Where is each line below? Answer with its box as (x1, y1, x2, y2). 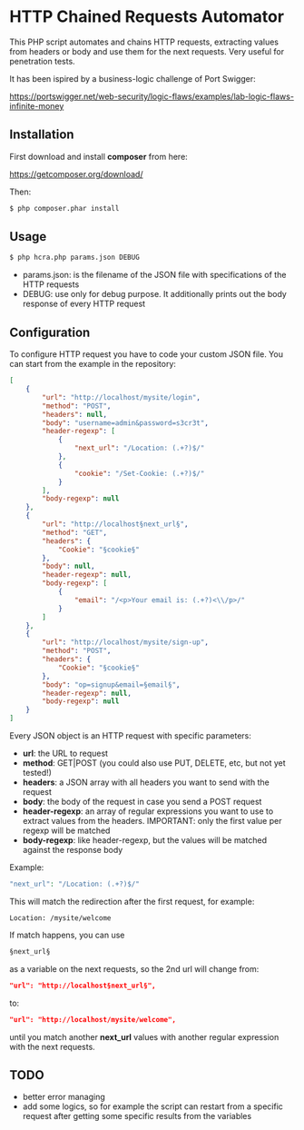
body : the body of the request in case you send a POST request (22, 797, 262, 807)
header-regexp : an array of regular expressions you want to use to (22, 806, 274, 817)
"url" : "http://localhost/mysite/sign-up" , (42, 638, 209, 647)
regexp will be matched (22, 825, 111, 836)
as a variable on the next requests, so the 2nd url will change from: (9, 963, 260, 974)
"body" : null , (42, 561, 95, 571)
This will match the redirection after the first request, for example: (9, 896, 255, 907)
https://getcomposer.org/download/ (9, 168, 143, 179)
